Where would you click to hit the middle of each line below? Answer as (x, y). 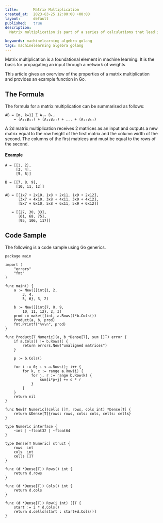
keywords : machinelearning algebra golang (49, 41)
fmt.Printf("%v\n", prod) (40, 324)
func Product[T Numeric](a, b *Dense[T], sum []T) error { (66, 337)
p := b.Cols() (28, 358)
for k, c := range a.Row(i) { (53, 371)
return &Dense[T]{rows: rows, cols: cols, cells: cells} (73, 414)
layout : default (27, 18)
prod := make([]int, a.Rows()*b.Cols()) (55, 316)
